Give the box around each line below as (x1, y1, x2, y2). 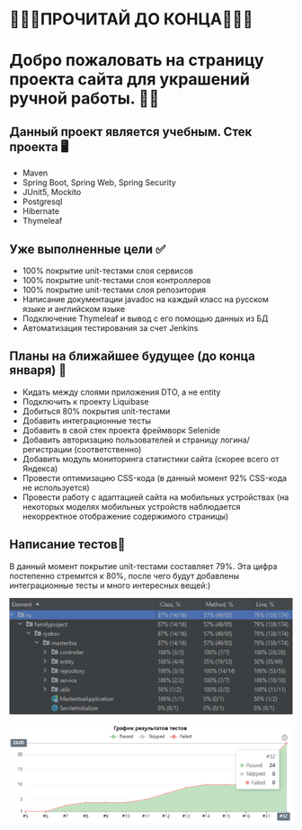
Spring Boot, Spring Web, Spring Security (22, 177, 177, 188)
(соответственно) (74, 443, 142, 454)
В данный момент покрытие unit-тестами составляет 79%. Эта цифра (9, 560, 278, 571)
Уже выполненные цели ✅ (9, 241, 166, 256)
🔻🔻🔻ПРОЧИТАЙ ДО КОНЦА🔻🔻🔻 (9, 9, 253, 30)
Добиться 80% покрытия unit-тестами (22, 406, 171, 416)
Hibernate (22, 206, 60, 217)
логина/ (219, 434, 250, 445)
